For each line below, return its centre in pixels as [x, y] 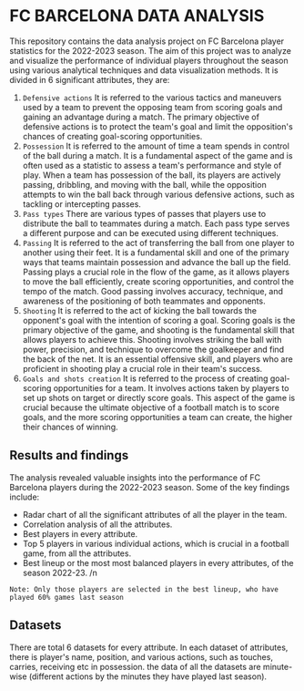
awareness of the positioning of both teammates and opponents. [144, 301]
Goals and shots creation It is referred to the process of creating [145, 378]
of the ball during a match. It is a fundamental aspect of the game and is [157, 155]
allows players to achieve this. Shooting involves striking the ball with [152, 339]
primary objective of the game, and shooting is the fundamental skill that [158, 330]
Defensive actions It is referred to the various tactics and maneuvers [152, 98]
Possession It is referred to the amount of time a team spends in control [156, 146]
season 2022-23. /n [60, 572]
